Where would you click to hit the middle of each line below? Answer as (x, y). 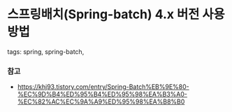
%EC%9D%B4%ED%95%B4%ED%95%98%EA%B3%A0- (102, 94)
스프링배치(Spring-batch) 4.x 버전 (103, 14)
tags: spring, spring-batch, (46, 51)
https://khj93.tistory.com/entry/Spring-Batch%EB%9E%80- (103, 87)
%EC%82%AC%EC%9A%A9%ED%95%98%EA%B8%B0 (101, 101)
